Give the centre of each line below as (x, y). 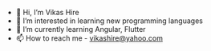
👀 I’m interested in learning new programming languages (109, 21)
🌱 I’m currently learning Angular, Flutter (81, 29)
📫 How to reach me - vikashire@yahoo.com (89, 38)
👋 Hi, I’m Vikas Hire (47, 12)
